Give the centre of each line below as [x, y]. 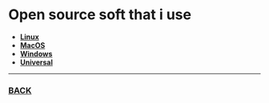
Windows [36, 53]
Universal [36, 62]
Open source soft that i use [100, 15]
